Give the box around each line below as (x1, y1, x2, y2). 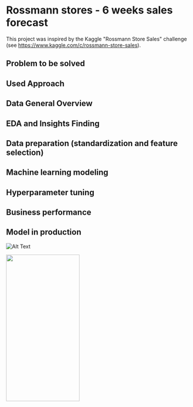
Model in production (6, 227, 82, 238)
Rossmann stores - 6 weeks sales (6, 4, 173, 17)
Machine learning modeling (6, 168, 109, 178)
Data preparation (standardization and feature (6, 138, 178, 148)
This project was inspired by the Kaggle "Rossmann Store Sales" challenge (6, 35, 187, 42)
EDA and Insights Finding (6, 118, 100, 128)
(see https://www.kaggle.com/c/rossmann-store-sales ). (6, 42, 141, 49)
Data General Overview (6, 99, 93, 108)
